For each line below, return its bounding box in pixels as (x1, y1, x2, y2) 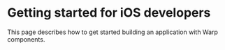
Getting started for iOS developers (7, 5, 211, 21)
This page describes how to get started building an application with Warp (7, 28, 219, 36)
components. (7, 35, 45, 43)
